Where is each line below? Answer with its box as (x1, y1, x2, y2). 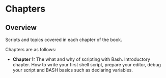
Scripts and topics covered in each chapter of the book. (5, 36, 122, 43)
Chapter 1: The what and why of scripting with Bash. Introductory (12, 56, 150, 62)
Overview (5, 23, 37, 32)
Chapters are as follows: (5, 47, 57, 52)
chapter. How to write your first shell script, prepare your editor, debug (12, 62, 161, 67)
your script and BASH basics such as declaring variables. (12, 67, 133, 73)
